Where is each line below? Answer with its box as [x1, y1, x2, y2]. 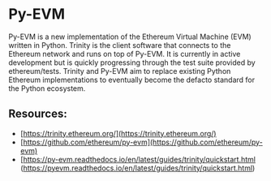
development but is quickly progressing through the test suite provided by [8, 58, 256, 67]
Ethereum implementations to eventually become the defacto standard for [8, 75, 256, 84]
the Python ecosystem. [8, 83, 86, 93]
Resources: [8, 107, 67, 121]
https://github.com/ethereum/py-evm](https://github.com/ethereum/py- [23, 137, 264, 147]
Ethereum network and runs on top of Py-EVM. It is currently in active [8, 49, 241, 58]
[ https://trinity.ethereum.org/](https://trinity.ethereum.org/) [19, 128, 217, 138]
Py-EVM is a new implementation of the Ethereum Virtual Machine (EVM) [8, 32, 252, 41]
